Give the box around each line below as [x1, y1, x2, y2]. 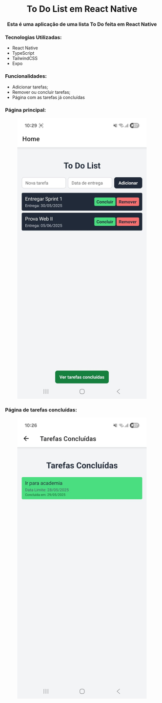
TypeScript [12, 50, 35, 56]
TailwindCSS [12, 55, 38, 62]
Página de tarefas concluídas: [5, 406, 77, 413]
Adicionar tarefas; [12, 84, 48, 90]
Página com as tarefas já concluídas [12, 94, 85, 100]
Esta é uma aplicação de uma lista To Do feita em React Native [7, 21, 157, 28]
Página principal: [5, 107, 46, 113]
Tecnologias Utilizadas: [5, 34, 62, 41]
